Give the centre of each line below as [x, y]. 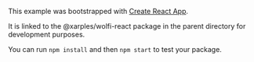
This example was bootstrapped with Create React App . [98, 11]
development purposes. [47, 34]
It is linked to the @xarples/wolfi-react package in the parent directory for [127, 26]
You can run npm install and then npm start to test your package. [115, 49]
